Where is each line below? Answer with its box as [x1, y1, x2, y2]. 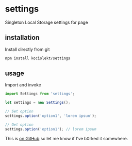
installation [5, 33, 40, 42]
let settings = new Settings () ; [5, 100, 70, 105]
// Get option [5, 122, 34, 127]
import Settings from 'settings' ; [5, 91, 75, 97]
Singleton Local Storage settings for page [5, 19, 88, 25]
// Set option [5, 109, 34, 114]
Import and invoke [5, 82, 41, 88]
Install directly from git [5, 46, 50, 52]
